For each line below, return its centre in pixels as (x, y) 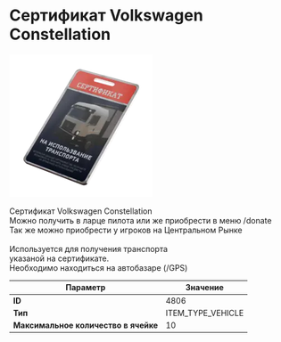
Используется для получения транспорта (88, 248)
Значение (205, 288)
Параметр (86, 288)
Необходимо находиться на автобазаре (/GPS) (99, 267)
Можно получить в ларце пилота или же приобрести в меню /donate (140, 220)
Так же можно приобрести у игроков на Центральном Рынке (126, 230)
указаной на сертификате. (59, 258)
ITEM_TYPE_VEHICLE (205, 313)
